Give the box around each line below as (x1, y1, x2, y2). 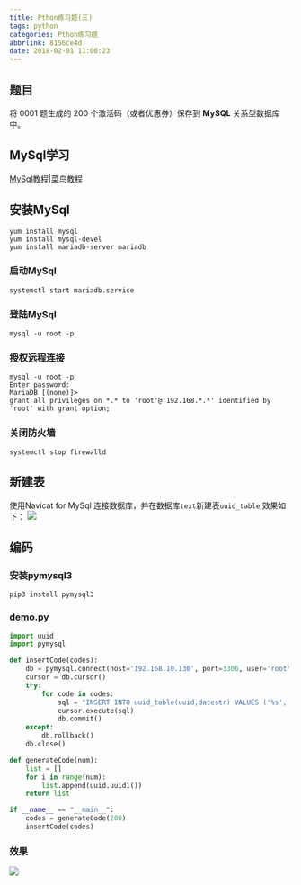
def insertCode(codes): (9, 656, 99, 666)
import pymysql (9, 639, 66, 648)
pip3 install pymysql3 (9, 590, 94, 599)
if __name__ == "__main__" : (9, 806, 115, 815)
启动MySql (9, 264, 57, 277)
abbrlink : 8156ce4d (9, 38, 83, 48)
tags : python (9, 22, 58, 31)
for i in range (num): (25, 773, 106, 782)
